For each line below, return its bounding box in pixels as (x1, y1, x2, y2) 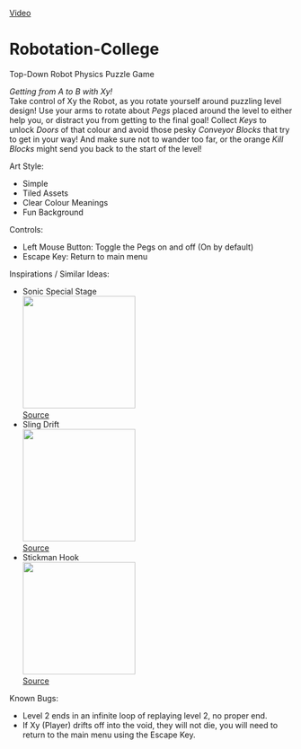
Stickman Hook (22, 551, 79, 562)
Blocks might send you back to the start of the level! (9, 143, 202, 154)
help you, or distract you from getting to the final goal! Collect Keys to (9, 114, 267, 125)
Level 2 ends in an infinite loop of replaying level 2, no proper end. (22, 709, 268, 721)
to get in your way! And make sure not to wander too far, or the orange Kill (9, 134, 284, 145)
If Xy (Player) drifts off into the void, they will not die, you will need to (22, 719, 279, 730)
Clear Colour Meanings (22, 197, 109, 207)
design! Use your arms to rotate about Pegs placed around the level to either (9, 105, 293, 116)
